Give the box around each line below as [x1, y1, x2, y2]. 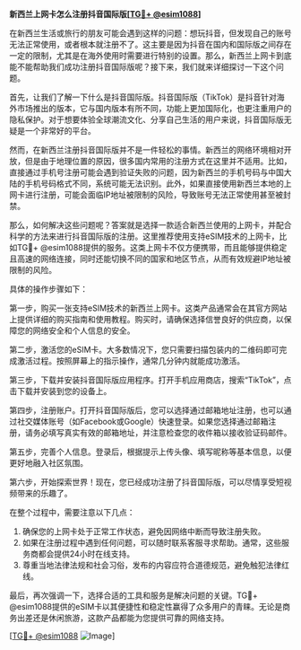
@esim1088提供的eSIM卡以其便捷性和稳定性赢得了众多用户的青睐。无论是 [9, 602, 283, 611]
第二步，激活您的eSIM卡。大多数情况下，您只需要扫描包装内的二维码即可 [9, 345, 279, 355]
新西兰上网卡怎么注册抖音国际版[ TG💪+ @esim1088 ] [9, 9, 202, 19]
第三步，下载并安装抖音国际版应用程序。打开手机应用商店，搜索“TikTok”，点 [9, 374, 292, 385]
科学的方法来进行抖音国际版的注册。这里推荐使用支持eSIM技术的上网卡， [9, 231, 279, 242]
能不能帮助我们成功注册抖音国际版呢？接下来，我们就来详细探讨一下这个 [9, 62, 276, 72]
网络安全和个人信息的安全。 [32, 325, 135, 336]
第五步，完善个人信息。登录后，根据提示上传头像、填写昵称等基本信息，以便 [9, 446, 292, 457]
